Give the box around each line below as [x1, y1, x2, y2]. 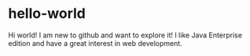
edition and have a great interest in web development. [8, 38, 182, 47]
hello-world [8, 5, 86, 23]
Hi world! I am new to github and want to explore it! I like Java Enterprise [8, 30, 242, 40]
